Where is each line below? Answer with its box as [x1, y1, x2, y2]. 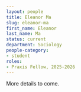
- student [6, 53, 31, 59]
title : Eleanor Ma [6, 14, 51, 20]
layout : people [6, 8, 44, 15]
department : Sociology [6, 42, 62, 48]
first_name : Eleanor [6, 25, 57, 31]
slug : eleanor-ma [6, 20, 49, 26]
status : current [6, 36, 46, 42]
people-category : [6, 47, 49, 53]
